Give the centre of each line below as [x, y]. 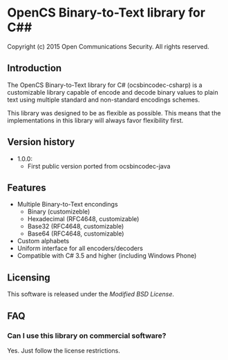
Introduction [35, 68]
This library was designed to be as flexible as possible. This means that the [114, 113]
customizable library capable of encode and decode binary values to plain [113, 92]
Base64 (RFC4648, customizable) [76, 234]
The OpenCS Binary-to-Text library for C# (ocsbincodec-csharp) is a [105, 85]
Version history [41, 142]
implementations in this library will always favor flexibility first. [95, 120]
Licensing [29, 277]
